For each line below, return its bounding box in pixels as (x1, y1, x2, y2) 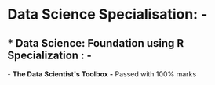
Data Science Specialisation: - (7, 5, 208, 23)
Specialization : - (7, 48, 92, 62)
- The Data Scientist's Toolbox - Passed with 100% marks (7, 69, 197, 79)
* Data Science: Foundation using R (7, 37, 184, 50)
